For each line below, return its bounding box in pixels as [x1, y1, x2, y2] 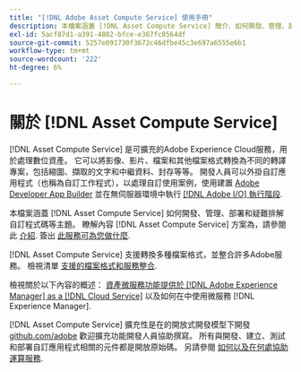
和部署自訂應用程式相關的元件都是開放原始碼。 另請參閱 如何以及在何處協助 [9, 342, 288, 352]
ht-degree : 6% [9, 64, 63, 73]
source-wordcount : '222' [9, 55, 102, 64]
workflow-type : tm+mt [9, 47, 90, 56]
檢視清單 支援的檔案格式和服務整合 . [26, 260, 158, 271]
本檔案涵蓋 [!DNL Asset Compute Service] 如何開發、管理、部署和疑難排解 [9, 207, 285, 218]
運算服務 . [9, 352, 44, 363]
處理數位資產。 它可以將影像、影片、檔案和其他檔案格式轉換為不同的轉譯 [16, 154, 287, 166]
